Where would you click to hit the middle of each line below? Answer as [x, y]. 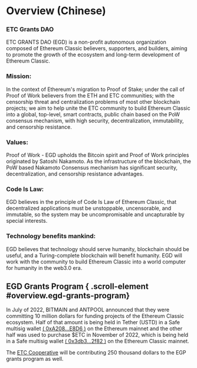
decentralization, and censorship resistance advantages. [75, 174]
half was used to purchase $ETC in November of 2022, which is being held [97, 335]
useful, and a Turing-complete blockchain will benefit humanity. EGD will [94, 255]
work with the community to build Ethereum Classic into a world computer [96, 262]
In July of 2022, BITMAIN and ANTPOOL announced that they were [88, 310]
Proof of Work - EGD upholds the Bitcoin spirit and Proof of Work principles [98, 155]
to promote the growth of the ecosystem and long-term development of [93, 55]
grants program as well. [35, 359]
